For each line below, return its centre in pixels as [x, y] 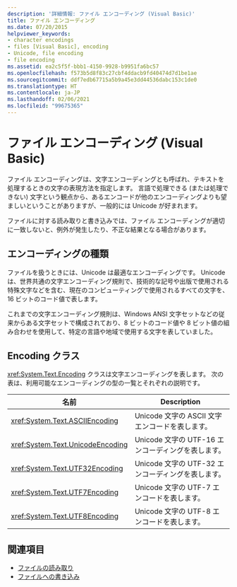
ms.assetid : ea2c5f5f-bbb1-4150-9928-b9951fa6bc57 [83, 66]
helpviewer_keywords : [39, 34]
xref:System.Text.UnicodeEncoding [69, 445]
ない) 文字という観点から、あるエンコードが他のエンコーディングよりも [117, 197]
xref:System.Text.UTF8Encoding [65, 516]
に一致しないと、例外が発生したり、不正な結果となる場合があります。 [109, 229]
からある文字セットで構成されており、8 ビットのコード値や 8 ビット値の [118, 322]
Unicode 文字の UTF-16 [175, 440]
